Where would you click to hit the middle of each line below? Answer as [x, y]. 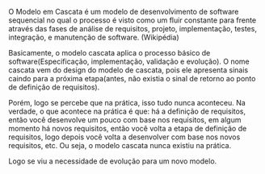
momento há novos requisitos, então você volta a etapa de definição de [128, 128]
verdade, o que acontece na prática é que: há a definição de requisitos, [127, 111]
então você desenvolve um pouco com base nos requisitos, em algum [125, 120]
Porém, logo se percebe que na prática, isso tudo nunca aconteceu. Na [127, 103]
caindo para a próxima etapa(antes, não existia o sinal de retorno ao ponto [132, 79]
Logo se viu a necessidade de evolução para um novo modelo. [113, 161]
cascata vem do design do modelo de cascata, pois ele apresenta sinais [128, 70]
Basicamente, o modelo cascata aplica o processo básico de [109, 53]
